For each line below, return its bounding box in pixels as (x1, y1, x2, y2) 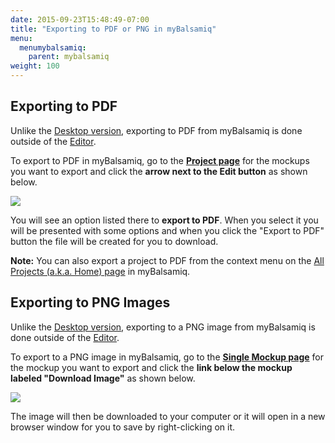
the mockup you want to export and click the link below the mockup (10, 361, 293, 373)
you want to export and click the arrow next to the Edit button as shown (10, 165, 308, 177)
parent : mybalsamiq (28, 52, 110, 62)
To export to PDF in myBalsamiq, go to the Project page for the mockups (10, 154, 310, 166)
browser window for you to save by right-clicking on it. (10, 421, 236, 433)
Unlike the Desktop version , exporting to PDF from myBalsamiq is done (10, 124, 303, 136)
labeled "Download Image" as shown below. (10, 372, 196, 384)
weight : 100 (10, 61, 60, 71)
